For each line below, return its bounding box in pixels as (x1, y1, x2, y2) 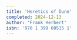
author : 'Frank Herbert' (6, 19, 67, 25)
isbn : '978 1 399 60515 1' (6, 25, 72, 31)
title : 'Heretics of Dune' (6, 8, 72, 15)
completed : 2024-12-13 (6, 14, 62, 20)
